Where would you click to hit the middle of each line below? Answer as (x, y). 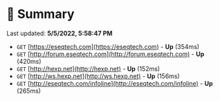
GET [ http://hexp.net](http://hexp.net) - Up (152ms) (88, 68)
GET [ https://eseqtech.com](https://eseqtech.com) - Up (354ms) (108, 46)
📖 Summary (40, 14)
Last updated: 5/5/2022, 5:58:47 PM (59, 33)
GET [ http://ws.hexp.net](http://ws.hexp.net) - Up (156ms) (98, 76)
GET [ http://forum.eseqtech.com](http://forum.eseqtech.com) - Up (110, 54)
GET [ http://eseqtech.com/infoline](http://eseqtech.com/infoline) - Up (114, 83)
